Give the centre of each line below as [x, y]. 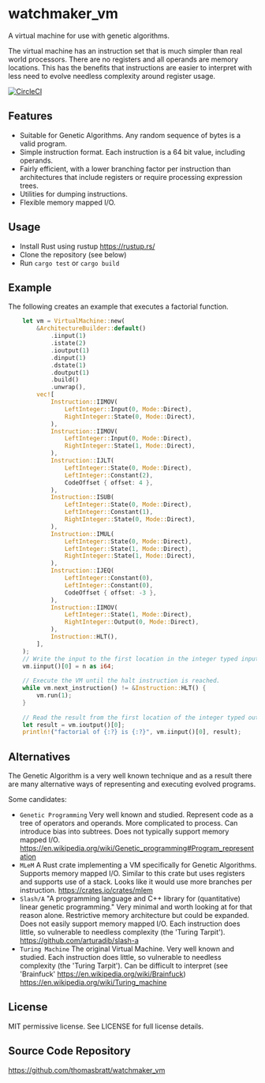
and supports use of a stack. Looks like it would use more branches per [136, 882]
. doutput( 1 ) [70, 373]
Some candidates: [37, 800]
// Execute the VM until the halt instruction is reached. [121, 681]
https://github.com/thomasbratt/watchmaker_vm [87, 1070]
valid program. [43, 144]
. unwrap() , [68, 388]
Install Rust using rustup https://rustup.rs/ [87, 246]
